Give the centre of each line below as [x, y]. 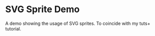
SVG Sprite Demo [42, 9]
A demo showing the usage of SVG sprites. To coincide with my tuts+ [78, 23]
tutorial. [13, 28]
